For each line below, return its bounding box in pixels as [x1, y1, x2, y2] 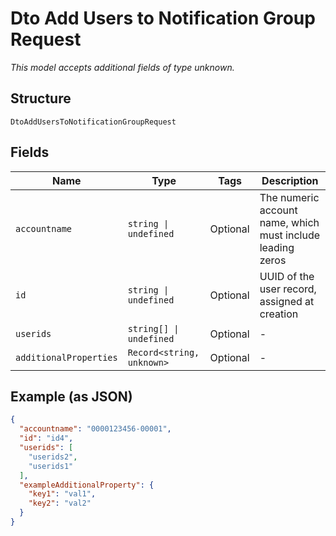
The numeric [259, 190, 320, 204]
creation [259, 307, 299, 321]
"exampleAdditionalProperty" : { [19, 480, 155, 490]
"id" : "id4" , [19, 433, 74, 444]
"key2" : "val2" [28, 498, 92, 509]
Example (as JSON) [10, 388, 133, 405]
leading [259, 240, 295, 254]
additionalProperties [15, 352, 118, 363]
